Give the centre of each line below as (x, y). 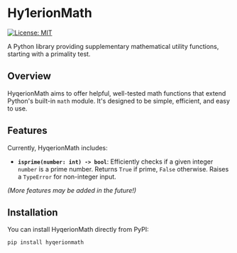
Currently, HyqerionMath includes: (57, 147)
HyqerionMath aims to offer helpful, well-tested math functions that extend (117, 93)
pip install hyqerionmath (45, 242)
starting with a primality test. (49, 54)
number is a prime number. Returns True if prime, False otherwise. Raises (123, 169)
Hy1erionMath (50, 13)
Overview (29, 76)
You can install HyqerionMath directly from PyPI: (78, 230)
